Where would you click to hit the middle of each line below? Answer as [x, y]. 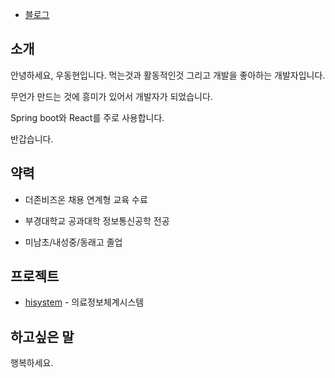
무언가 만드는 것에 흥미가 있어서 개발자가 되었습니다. [111, 96]
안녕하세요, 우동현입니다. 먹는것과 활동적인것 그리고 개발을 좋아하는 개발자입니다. [168, 75]
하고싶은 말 [42, 336]
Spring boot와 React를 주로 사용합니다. [87, 117]
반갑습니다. [32, 139]
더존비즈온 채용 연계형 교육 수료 [86, 199]
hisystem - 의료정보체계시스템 [84, 302]
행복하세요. [32, 363]
